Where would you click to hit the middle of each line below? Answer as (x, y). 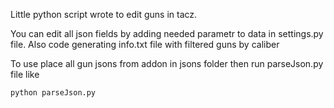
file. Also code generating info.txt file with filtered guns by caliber (145, 44)
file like (25, 74)
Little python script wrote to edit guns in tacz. (104, 14)
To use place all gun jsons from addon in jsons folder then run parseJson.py (167, 63)
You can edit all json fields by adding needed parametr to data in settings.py (167, 33)
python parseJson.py (53, 93)
